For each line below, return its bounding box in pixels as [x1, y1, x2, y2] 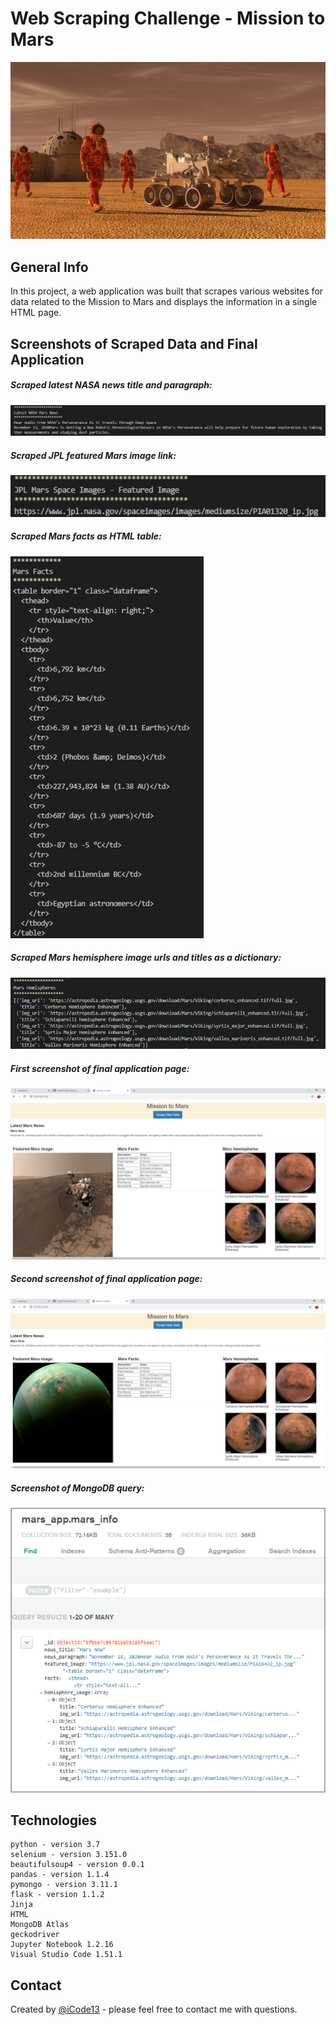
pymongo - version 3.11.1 [10, 1880, 118, 1890]
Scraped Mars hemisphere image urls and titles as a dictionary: [10, 952, 282, 964]
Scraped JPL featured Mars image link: [10, 449, 177, 461]
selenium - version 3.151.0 [10, 1850, 128, 1860]
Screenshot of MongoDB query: [10, 1482, 145, 1494]
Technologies [10, 1812, 98, 1829]
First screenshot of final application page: [10, 1062, 190, 1074]
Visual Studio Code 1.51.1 [10, 1950, 123, 1960]
